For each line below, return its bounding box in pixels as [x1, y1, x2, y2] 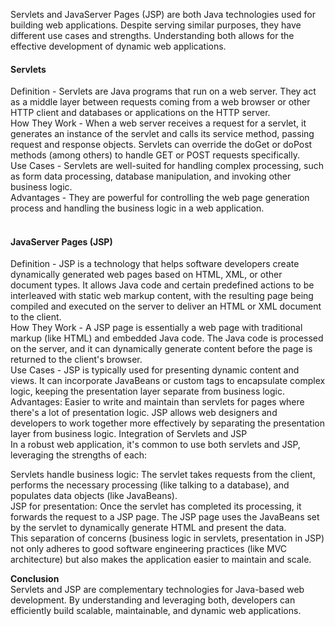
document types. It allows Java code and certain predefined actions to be [10, 279, 315, 291]
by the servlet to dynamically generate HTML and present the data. [10, 522, 287, 534]
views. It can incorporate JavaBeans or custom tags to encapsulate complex [10, 375, 326, 387]
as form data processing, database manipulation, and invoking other [10, 170, 292, 183]
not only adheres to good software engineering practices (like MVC [10, 543, 288, 555]
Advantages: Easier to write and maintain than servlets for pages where [10, 396, 305, 408]
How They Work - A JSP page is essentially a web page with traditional [10, 322, 303, 334]
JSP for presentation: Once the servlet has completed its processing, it [10, 500, 302, 513]
